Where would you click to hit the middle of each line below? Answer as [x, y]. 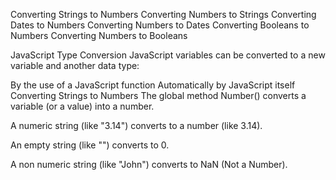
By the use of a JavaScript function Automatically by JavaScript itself [153, 85]
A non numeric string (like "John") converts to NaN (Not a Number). [149, 164]
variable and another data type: [75, 65]
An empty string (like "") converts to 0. [90, 145]
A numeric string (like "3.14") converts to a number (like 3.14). [136, 125]
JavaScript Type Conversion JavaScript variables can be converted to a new [168, 55]
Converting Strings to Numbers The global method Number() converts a [158, 95]
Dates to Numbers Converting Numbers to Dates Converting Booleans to [160, 25]
